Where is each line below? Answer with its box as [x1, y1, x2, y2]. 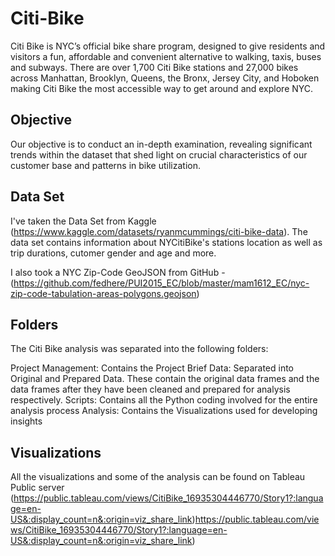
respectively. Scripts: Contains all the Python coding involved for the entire [10, 394, 318, 406]
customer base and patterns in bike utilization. [10, 159, 202, 171]
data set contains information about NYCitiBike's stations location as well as [10, 236, 323, 248]
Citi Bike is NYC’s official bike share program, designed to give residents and [10, 40, 326, 52]
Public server [10, 482, 65, 494]
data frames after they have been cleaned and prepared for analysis [10, 383, 291, 396]
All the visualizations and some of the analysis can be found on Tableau [10, 471, 306, 483]
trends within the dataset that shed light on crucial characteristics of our [10, 148, 308, 161]
